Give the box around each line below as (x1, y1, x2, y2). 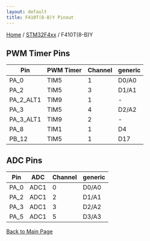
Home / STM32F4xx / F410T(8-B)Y (6, 31, 93, 38)
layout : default (6, 8, 47, 15)
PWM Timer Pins (6, 48, 70, 58)
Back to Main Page (6, 228, 53, 235)
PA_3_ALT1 (9, 115, 42, 124)
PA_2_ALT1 (9, 96, 42, 104)
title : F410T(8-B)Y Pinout (6, 14, 74, 20)
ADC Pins (6, 155, 43, 165)
